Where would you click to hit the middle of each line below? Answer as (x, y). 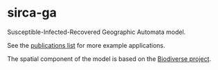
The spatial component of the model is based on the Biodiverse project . (109, 59)
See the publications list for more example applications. (86, 45)
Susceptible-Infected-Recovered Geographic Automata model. (97, 32)
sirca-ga (32, 13)
